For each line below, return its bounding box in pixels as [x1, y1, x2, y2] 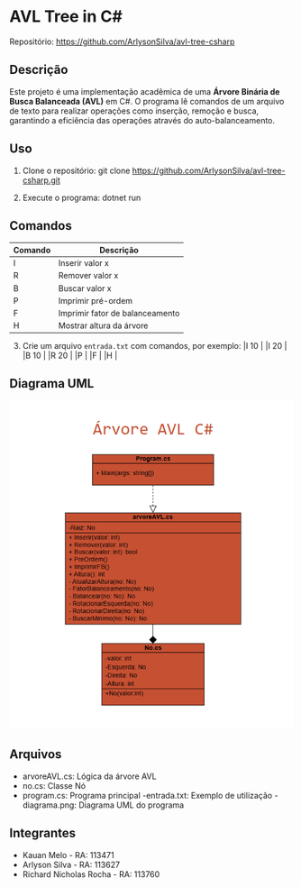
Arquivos [9, 746, 62, 763]
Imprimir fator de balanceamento [58, 308, 180, 319]
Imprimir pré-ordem [58, 295, 133, 306]
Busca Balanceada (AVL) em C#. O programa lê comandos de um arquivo [9, 96, 285, 106]
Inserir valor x [58, 258, 110, 269]
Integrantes [9, 826, 77, 841]
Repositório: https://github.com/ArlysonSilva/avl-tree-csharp [9, 36, 235, 47]
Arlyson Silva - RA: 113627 [22, 859, 120, 870]
